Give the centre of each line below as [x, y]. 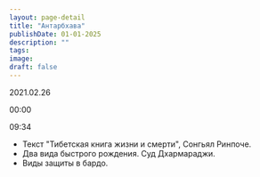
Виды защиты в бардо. [65, 163]
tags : [19, 51]
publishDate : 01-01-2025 [55, 34]
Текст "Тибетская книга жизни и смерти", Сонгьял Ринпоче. [137, 144]
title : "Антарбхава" [48, 26]
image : [21, 59]
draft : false [33, 68]
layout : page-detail [48, 17]
